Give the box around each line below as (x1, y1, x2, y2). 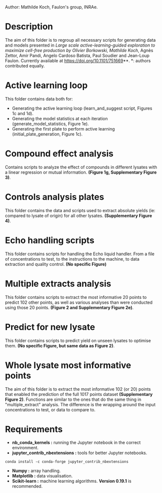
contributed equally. (5, 63, 45, 68)
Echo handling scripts (5, 235, 95, 246)
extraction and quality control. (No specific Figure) (5, 261, 107, 267)
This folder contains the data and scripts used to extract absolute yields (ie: (5, 207, 156, 213)
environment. (12, 445, 39, 451)
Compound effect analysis (5, 148, 114, 159)
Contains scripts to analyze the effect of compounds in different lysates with (5, 164, 157, 170)
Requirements (5, 424, 63, 435)
